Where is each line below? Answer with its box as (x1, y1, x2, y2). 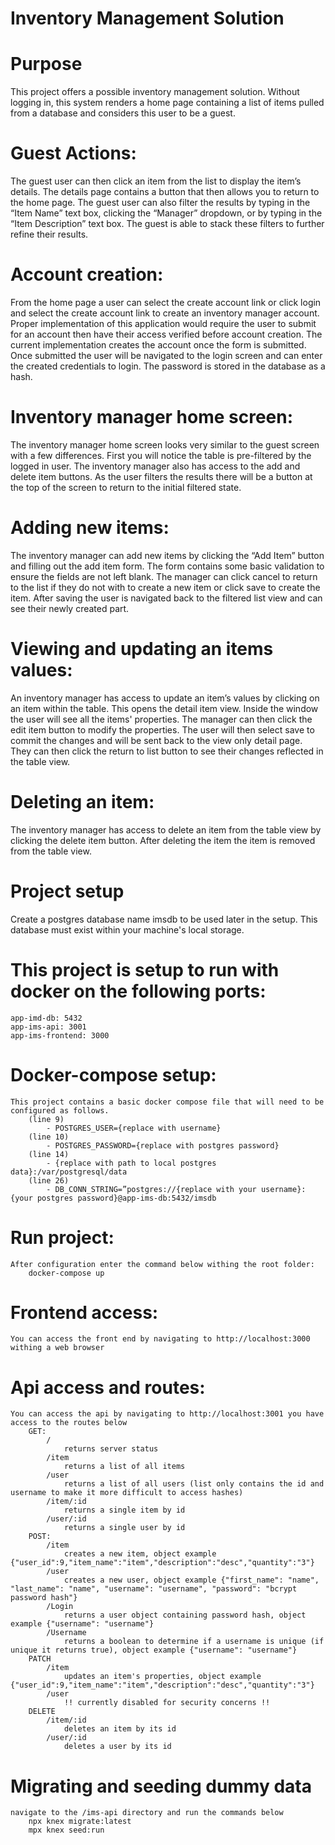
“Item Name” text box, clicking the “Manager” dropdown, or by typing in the (10, 207, 323, 219)
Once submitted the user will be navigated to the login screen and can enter (10, 350, 323, 361)
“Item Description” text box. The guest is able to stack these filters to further (10, 218, 325, 230)
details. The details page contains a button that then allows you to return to (10, 186, 320, 198)
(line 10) (28, 1132, 70, 1142)
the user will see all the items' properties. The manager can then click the (10, 713, 313, 725)
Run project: (10, 1226, 115, 1249)
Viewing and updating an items (10, 638, 274, 661)
